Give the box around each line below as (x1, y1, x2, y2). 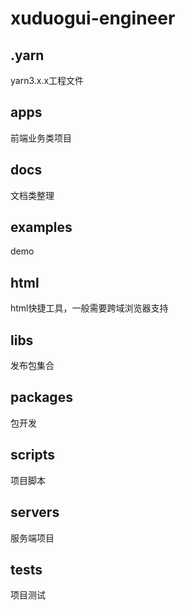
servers (10, 504, 60, 521)
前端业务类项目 (10, 132, 72, 144)
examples (10, 219, 73, 236)
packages (10, 389, 73, 406)
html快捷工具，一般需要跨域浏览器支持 (10, 302, 169, 314)
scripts (10, 447, 55, 464)
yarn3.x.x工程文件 (10, 75, 85, 86)
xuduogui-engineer (10, 7, 176, 30)
